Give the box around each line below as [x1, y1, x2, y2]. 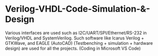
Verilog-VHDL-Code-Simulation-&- [5, 3, 150, 15]
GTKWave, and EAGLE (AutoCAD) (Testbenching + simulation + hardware [5, 40, 153, 46]
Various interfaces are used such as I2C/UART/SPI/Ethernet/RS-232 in [5, 30, 147, 36]
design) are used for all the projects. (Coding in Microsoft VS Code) [5, 45, 141, 51]
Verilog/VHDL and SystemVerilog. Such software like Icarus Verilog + [5, 35, 144, 41]
